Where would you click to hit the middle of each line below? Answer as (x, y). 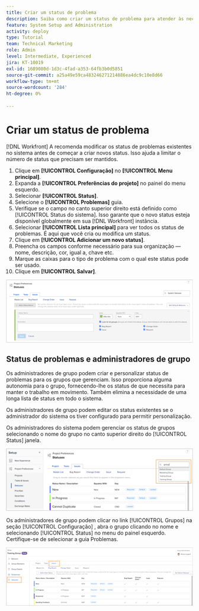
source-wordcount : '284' (37, 88)
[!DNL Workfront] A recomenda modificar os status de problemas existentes (99, 146)
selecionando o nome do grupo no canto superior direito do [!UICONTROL (97, 434)
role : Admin (21, 50)
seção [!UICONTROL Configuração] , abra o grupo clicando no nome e (92, 526)
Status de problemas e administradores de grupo (98, 359)
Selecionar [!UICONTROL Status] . (56, 196)
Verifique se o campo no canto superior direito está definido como (96, 208)
